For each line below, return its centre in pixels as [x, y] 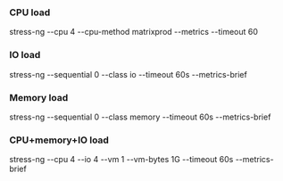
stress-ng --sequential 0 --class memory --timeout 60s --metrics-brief [140, 117]
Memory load [39, 97]
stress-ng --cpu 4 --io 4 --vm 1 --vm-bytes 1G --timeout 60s [121, 160]
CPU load [30, 12]
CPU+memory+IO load [59, 140]
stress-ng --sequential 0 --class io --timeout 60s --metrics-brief [128, 74]
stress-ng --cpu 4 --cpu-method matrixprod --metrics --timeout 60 [134, 32]
